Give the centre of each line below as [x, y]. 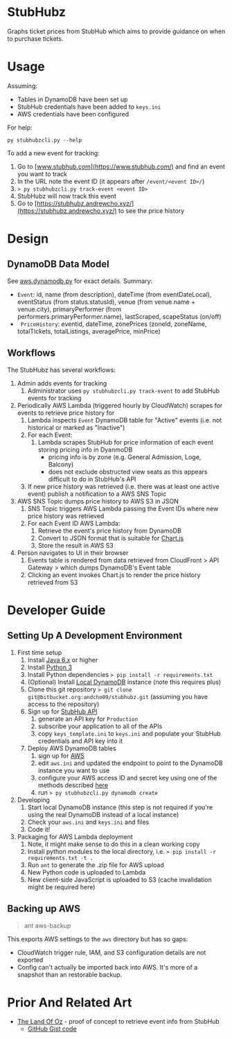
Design [28, 239]
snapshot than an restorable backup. [70, 974]
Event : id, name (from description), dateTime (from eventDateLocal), [114, 294]
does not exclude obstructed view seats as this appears [128, 472]
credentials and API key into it [80, 741]
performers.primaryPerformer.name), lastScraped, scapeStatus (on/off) [119, 316]
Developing [34, 800]
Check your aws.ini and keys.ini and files [88, 822]
